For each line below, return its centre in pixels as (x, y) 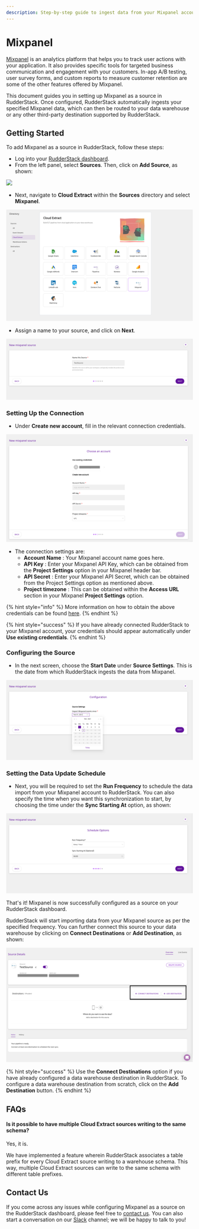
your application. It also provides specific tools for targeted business (90, 65)
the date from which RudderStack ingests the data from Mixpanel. (95, 672)
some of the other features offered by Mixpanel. (65, 84)
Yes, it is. (17, 1144)
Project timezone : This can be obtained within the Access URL (101, 589)
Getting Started (35, 133)
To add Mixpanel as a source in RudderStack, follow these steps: (85, 147)
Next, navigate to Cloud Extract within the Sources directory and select (102, 195)
